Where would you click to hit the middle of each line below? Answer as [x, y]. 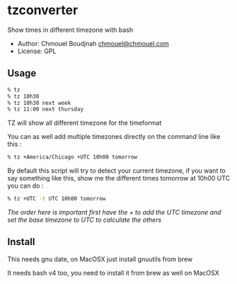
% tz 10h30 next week [39, 103]
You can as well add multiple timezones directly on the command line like [114, 137]
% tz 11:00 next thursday [45, 109]
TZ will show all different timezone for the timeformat [85, 123]
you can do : [25, 186]
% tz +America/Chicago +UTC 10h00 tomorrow [73, 157]
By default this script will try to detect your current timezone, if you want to [117, 171]
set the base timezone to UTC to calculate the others [85, 220]
